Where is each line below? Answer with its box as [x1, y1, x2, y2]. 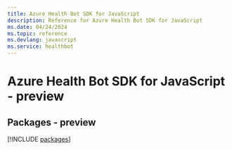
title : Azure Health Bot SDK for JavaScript [7, 10, 140, 18]
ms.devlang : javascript [7, 37, 77, 44]
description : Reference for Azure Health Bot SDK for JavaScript [7, 17, 202, 24]
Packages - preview [7, 116, 96, 128]
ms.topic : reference [7, 30, 68, 37]
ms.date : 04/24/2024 [7, 23, 68, 30]
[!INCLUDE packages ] [7, 135, 71, 143]
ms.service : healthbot [7, 43, 74, 50]
